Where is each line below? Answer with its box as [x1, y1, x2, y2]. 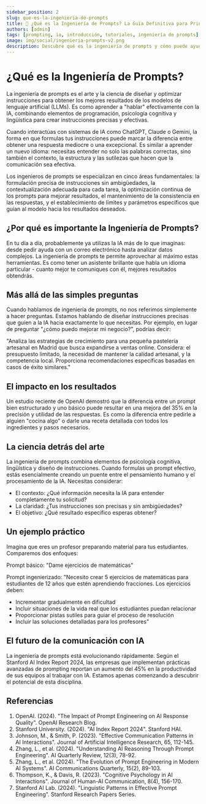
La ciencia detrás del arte [6, 442, 105, 452]
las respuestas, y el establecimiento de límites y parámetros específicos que [6, 198, 199, 206]
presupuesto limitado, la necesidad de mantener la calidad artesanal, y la [6, 351, 191, 358]
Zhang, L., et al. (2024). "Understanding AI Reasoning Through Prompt [15, 744, 194, 752]
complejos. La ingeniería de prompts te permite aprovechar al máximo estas [6, 252, 198, 260]
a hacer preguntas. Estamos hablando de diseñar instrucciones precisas [6, 313, 189, 320]
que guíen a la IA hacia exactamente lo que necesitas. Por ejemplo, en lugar [6, 319, 198, 326]
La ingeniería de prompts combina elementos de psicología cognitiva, [6, 458, 182, 466]
